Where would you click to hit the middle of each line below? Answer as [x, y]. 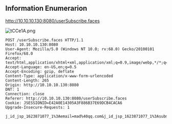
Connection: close [25, 94]
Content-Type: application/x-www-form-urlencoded [59, 76]
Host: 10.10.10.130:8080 [32, 45]
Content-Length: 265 [27, 80]
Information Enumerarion [46, 8]
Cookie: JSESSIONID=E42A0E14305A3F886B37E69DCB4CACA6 [64, 103]
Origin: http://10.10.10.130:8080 [42, 85]
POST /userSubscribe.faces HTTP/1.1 [44, 40]
